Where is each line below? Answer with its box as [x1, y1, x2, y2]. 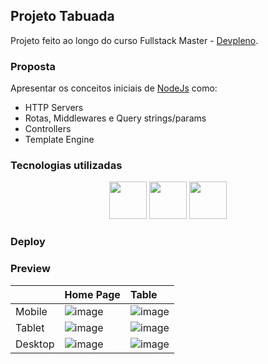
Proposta [10, 59, 56, 73]
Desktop [15, 337, 55, 351]
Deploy [10, 235, 46, 249]
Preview [10, 262, 51, 276]
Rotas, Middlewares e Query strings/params [24, 112, 207, 124]
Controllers [24, 123, 72, 135]
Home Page [64, 287, 121, 301]
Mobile [15, 304, 48, 318]
